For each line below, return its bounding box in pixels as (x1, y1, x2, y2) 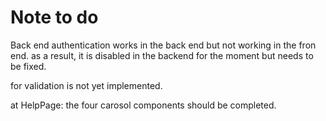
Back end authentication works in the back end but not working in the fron (10, 39, 317, 51)
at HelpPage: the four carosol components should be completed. (10, 99, 277, 111)
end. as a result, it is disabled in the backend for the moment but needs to (10, 49, 314, 61)
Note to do (10, 6, 99, 29)
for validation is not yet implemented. (10, 79, 163, 91)
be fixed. (10, 60, 47, 72)
